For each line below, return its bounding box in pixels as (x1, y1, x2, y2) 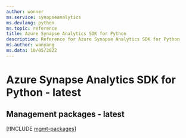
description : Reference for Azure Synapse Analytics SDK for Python (6, 36, 180, 42)
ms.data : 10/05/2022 (6, 48, 58, 54)
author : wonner (6, 8, 44, 15)
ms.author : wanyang (6, 42, 55, 48)
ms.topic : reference (6, 25, 58, 32)
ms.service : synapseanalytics (6, 14, 82, 20)
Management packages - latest (6, 109, 125, 120)
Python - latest (6, 86, 82, 99)
